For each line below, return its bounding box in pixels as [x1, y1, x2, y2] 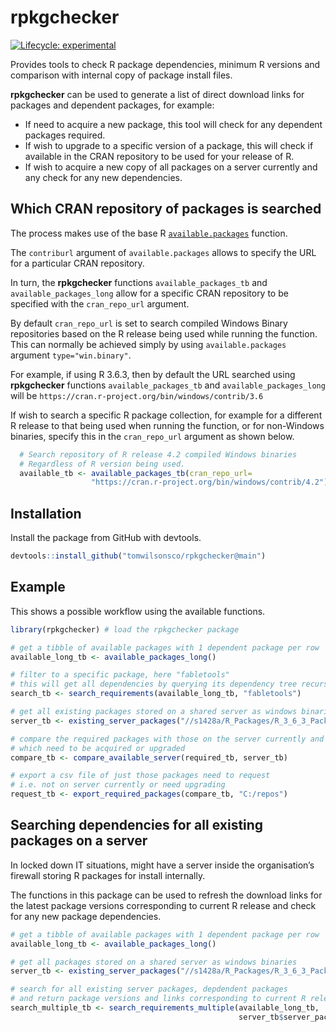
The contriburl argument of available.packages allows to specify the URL [10, 246, 317, 258]
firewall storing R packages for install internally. [10, 869, 206, 881]
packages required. [24, 129, 106, 141]
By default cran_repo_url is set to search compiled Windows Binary [10, 317, 288, 329]
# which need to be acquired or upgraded [10, 743, 186, 753]
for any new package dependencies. [10, 910, 162, 922]
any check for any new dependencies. [24, 171, 183, 183]
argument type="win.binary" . [10, 349, 132, 361]
